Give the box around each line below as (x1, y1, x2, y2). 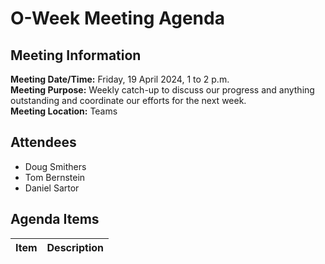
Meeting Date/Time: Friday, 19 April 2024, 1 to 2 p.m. (10, 73, 230, 85)
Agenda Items (10, 211, 100, 228)
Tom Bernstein (24, 171, 86, 183)
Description (46, 240, 104, 254)
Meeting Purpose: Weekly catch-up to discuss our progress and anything (10, 84, 315, 96)
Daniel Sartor (24, 182, 80, 194)
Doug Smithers (24, 160, 87, 172)
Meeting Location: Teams (10, 105, 118, 117)
